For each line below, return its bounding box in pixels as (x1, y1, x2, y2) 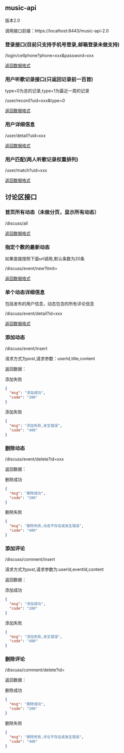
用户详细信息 (5, 121, 35, 128)
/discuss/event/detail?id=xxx (5, 310, 62, 316)
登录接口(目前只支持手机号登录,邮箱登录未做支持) (5, 41, 120, 48)
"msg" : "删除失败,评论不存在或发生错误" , (9, 734, 84, 739)
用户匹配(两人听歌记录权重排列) (5, 156, 78, 163)
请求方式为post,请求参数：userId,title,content (5, 355, 95, 361)
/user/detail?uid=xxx (5, 133, 46, 138)
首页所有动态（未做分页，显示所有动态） (5, 209, 99, 216)
